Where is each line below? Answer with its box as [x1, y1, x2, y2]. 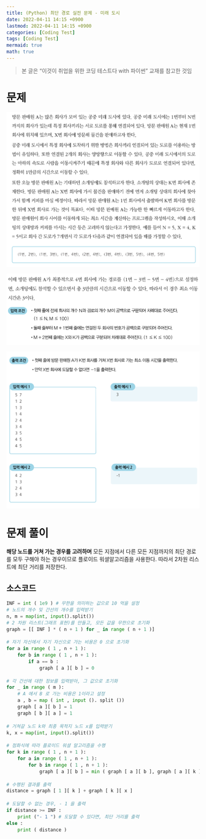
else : [6, 820, 23, 826]
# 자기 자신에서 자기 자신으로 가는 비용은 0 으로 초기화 [6, 639, 129, 645]
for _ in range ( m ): [6, 684, 64, 691]
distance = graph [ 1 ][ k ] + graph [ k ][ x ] [6, 788, 133, 794]
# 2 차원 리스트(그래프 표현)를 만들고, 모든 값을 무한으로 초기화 [6, 619, 150, 626]
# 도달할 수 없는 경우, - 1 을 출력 [6, 801, 86, 807]
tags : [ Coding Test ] [6, 36, 59, 42]
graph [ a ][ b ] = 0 [39, 665, 95, 671]
